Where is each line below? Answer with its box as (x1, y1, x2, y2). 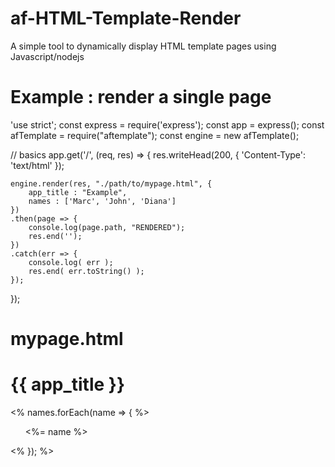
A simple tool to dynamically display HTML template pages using (10, 40, 277, 52)
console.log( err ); (28, 257, 114, 267)
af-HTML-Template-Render (10, 7, 242, 30)
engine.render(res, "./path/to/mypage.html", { (10, 178, 213, 189)
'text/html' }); (10, 159, 65, 171)
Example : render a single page (10, 86, 272, 109)
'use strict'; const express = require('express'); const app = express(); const (10, 118, 325, 131)
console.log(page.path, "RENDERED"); (28, 222, 186, 232)
